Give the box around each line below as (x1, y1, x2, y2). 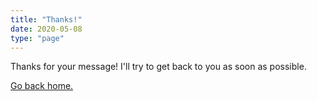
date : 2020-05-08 (10, 24, 83, 34)
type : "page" (10, 33, 65, 43)
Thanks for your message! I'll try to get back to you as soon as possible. (10, 61, 307, 73)
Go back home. (10, 80, 74, 92)
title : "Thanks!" (10, 14, 83, 25)
